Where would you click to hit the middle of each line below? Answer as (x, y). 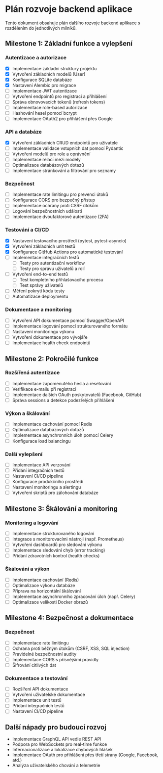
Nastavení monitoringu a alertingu (47, 487)
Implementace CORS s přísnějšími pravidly (55, 659)
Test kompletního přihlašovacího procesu (61, 280)
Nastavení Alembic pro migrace (44, 85)
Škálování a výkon (27, 569)
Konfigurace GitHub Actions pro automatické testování (67, 252)
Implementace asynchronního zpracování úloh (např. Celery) (74, 596)
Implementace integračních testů (46, 258)
